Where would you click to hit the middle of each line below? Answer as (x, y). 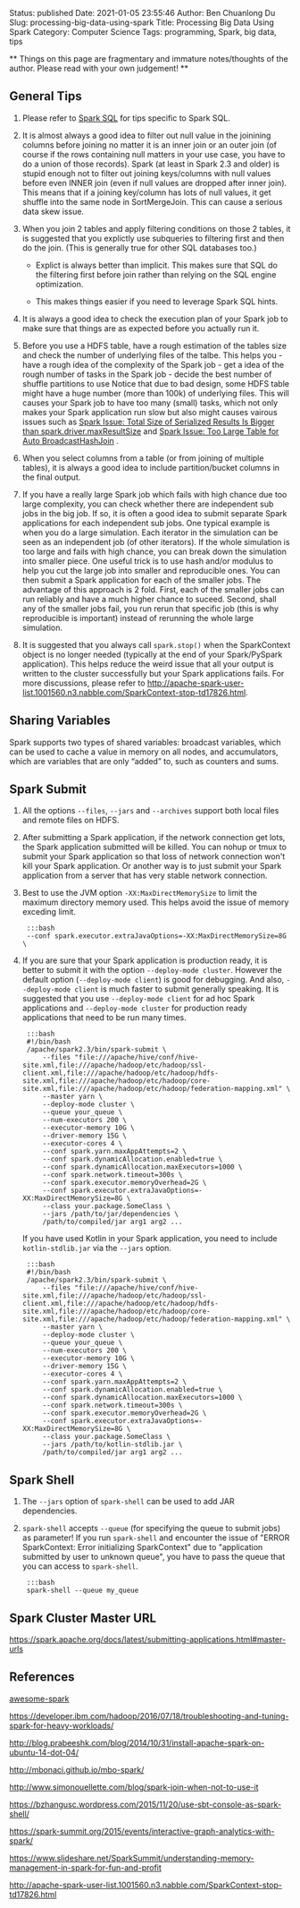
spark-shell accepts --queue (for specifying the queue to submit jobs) (151, 1529)
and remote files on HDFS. (71, 820)
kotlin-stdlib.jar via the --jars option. (96, 1248)
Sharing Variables (60, 721)
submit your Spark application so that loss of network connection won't (154, 856)
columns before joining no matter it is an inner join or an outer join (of (149, 145)
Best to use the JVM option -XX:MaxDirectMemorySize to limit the (139, 893)
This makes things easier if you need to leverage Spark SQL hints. (157, 301)
